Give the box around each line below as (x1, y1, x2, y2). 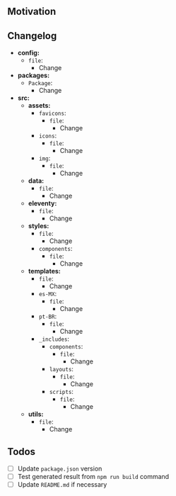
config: (17, 49, 40, 57)
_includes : (38, 334, 69, 343)
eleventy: (28, 199, 57, 208)
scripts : (49, 388, 74, 396)
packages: (17, 71, 50, 80)
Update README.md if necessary (17, 480, 107, 489)
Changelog (7, 30, 57, 42)
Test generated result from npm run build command (17, 473, 170, 481)
